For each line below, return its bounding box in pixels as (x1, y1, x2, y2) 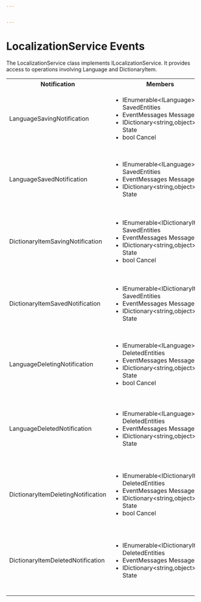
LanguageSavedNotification (9, 175, 88, 183)
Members (146, 80, 175, 88)
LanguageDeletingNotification (9, 360, 94, 368)
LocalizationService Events (6, 40, 145, 53)
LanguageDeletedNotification (9, 424, 92, 432)
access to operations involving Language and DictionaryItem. (6, 65, 157, 72)
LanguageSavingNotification (9, 114, 90, 123)
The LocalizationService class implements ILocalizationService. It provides (6, 59, 190, 66)
